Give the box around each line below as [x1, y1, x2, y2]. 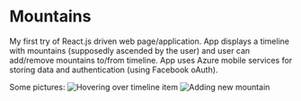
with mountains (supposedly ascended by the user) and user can [9, 45, 251, 55]
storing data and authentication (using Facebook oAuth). [9, 64, 218, 75]
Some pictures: [9, 81, 66, 92]
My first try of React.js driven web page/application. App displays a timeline [9, 36, 290, 46]
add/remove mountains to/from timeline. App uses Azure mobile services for [9, 55, 293, 65]
